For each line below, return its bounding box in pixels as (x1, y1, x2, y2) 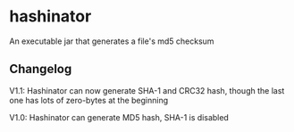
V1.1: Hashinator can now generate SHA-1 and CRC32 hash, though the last (9, 85, 285, 95)
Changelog (9, 62, 72, 77)
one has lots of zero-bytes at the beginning (9, 95, 169, 105)
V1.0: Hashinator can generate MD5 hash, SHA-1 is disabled (9, 111, 230, 122)
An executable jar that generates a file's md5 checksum (9, 36, 214, 46)
